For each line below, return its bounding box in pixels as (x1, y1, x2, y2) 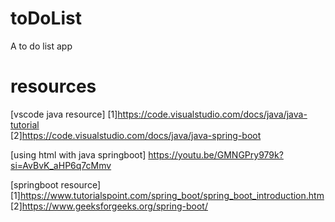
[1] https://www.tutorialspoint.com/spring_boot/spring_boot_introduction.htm (10, 189, 325, 201)
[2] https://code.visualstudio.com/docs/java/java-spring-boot (10, 129, 262, 141)
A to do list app (10, 40, 73, 52)
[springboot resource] (10, 178, 102, 191)
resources (10, 75, 97, 98)
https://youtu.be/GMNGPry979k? (148, 148, 284, 161)
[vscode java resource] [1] (10, 108, 118, 120)
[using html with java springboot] (10, 148, 147, 161)
